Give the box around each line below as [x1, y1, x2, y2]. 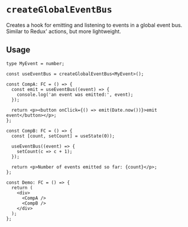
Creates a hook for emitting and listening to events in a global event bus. [6, 21, 183, 28]
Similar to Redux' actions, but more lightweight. [6, 28, 121, 35]
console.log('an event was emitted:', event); [17, 92, 134, 98]
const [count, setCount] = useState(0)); [11, 133, 115, 139]
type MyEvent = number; [6, 60, 65, 66]
